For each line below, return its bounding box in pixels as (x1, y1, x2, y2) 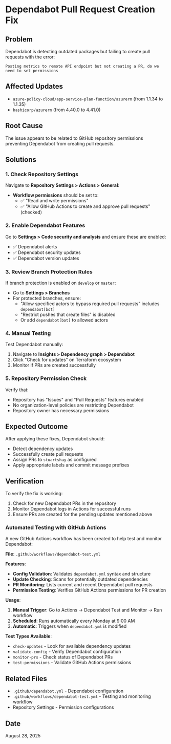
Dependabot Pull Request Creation (5, 4, 155, 15)
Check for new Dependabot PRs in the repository (12, 500, 117, 506)
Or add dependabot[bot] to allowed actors (20, 316, 109, 323)
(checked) (20, 209, 42, 216)
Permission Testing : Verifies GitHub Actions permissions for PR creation (12, 587, 166, 593)
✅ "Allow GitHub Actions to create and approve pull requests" (20, 203, 151, 209)
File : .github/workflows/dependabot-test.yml (5, 551, 101, 557)
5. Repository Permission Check (5, 375, 87, 382)
